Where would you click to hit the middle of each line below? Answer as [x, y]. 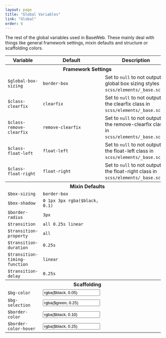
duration [18, 248]
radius [15, 217]
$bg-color [19, 293]
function [18, 265]
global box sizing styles [132, 84]
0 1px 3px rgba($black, [71, 201]
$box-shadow [22, 203]
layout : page [19, 10]
